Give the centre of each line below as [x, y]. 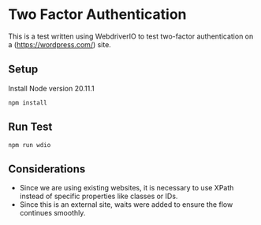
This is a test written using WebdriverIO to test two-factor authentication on [131, 36]
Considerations [47, 169]
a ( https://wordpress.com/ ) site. [60, 44]
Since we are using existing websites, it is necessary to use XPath [127, 188]
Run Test [30, 127]
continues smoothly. [52, 213]
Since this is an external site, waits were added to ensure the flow [126, 205]
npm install [28, 103]
